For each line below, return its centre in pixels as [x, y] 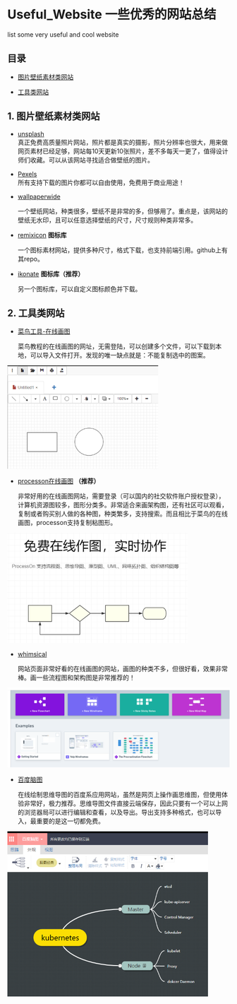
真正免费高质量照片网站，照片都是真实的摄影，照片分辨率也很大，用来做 [122, 142]
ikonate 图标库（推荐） [51, 273]
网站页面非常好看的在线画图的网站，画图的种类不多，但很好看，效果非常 [122, 669]
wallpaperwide [39, 196]
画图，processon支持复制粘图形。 [67, 522]
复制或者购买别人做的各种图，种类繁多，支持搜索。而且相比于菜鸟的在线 [122, 514]
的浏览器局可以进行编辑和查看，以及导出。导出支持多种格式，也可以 [116, 812]
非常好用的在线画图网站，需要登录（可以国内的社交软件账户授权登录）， [121, 496]
